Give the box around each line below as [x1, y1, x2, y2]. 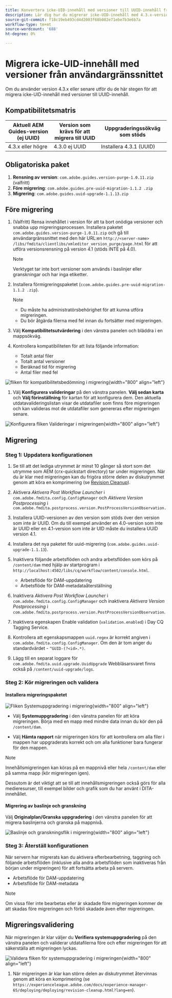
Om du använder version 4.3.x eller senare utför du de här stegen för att [5, 86, 157, 92]
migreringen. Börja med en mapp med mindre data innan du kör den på [12, 718, 163, 724]
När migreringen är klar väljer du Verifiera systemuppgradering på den [5, 934, 157, 940]
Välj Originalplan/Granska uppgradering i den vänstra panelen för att [5, 814, 153, 820]
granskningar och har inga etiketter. [12, 272, 88, 278]
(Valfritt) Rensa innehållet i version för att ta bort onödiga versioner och [12, 219, 163, 225]
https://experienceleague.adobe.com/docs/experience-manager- [12, 982, 148, 987]
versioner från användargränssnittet [5, 69, 164, 81]
